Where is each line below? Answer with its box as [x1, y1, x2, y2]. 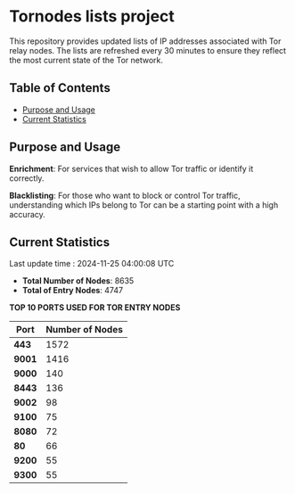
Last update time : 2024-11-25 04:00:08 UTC [9, 259, 175, 269]
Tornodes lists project [9, 6, 176, 27]
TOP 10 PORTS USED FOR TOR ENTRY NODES [9, 302, 181, 313]
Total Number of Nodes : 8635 [21, 275, 135, 286]
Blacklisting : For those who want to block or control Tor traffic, [9, 190, 241, 201]
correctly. [9, 172, 45, 184]
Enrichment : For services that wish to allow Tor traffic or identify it [9, 163, 254, 174]
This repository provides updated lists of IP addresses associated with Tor [9, 36, 282, 46]
